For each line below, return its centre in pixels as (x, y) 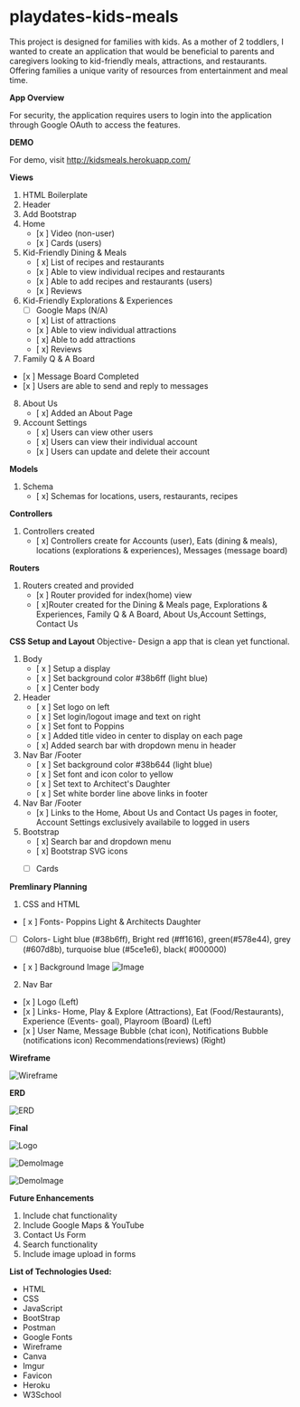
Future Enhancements (52, 1198)
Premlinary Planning (48, 887)
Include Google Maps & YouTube (83, 1225)
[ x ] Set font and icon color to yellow (104, 774)
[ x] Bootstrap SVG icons (82, 851)
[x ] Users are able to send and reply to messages (115, 386)
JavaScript (42, 1308)
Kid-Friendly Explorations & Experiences (98, 300)
